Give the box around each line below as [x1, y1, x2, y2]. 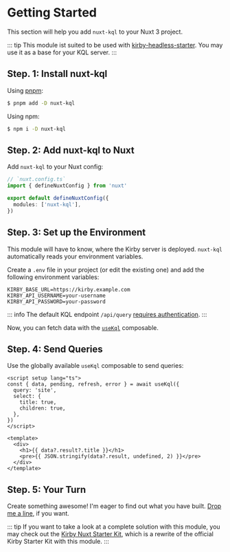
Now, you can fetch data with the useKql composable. [7, 323, 159, 331]
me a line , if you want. [7, 509, 70, 518]
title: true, [19, 399, 57, 406]
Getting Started [7, 5, 97, 21]
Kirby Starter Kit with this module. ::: [7, 538, 110, 546]
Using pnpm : [7, 86, 43, 94]
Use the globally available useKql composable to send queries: [7, 362, 184, 370]
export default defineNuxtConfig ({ [7, 195, 109, 202]
